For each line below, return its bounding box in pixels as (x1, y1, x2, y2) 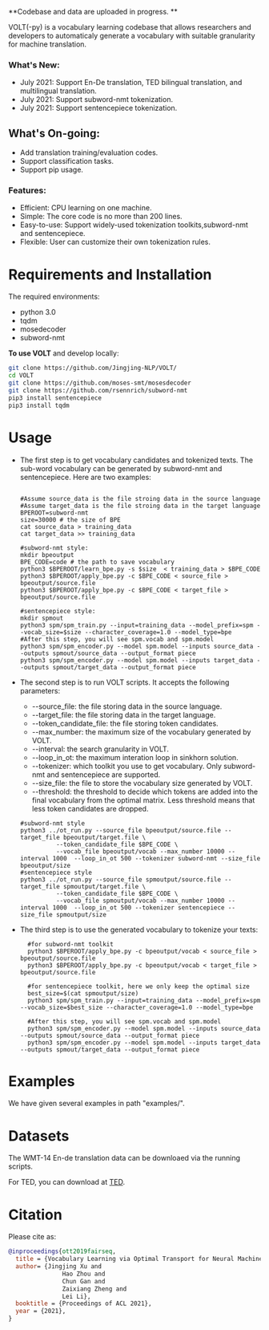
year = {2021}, (15, 1308, 66, 1316)
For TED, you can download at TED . (8, 1177, 126, 1187)
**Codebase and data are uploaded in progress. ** (8, 7, 179, 16)
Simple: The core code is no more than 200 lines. (19, 212, 183, 222)
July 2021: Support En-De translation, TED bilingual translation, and (19, 78, 243, 87)
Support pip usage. (19, 165, 84, 175)
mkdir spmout (19, 614, 64, 622)
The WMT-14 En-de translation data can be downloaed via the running (8, 1153, 240, 1163)
